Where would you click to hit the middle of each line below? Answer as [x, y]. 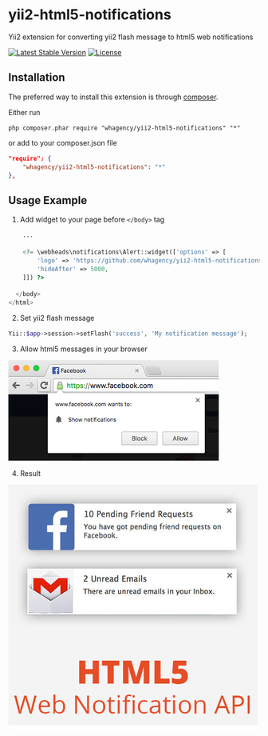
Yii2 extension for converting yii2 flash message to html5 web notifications [131, 37]
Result [30, 473]
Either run [24, 112]
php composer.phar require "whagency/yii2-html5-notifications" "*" [124, 128]
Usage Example [48, 200]
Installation [37, 78]
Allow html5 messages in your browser [83, 349]
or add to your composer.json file [63, 142]
